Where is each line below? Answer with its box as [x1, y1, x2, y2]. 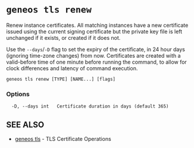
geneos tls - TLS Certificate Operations [14, 136, 111, 143]
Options [6, 90, 30, 98]
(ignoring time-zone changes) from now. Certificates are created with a [6, 52, 181, 59]
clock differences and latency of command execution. [6, 64, 138, 72]
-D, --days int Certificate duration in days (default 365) [11, 103, 169, 109]
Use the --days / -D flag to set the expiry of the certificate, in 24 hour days [6, 46, 186, 53]
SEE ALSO [6, 119, 45, 130]
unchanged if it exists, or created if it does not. [6, 34, 121, 41]
